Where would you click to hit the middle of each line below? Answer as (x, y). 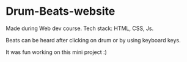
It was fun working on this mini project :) (57, 52)
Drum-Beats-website (61, 11)
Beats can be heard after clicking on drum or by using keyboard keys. (93, 40)
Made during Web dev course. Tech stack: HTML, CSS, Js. (80, 28)
